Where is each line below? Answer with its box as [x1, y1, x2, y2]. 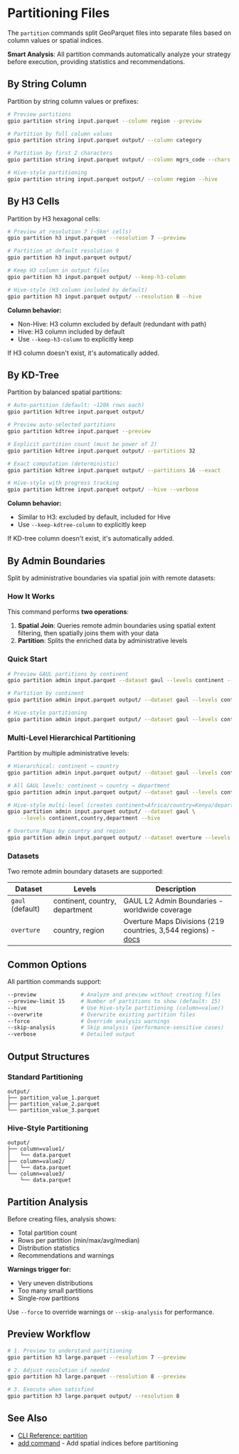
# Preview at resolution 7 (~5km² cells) [7, 228, 132, 235]
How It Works [7, 591, 55, 601]
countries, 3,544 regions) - [123, 925, 216, 935]
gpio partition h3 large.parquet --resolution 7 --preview [7, 1354, 186, 1361]
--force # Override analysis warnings [7, 1017, 171, 1025]
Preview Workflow [7, 1328, 91, 1340]
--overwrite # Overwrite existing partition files [7, 1011, 196, 1018]
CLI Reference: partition [17, 1431, 87, 1440]
